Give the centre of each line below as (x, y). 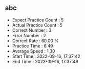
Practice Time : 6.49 (32, 46)
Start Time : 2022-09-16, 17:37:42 (46, 56)
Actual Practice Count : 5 (37, 25)
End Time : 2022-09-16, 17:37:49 (45, 61)
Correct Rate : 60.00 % (35, 41)
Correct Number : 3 (32, 30)
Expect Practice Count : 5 (38, 20)
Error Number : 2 (29, 35)
